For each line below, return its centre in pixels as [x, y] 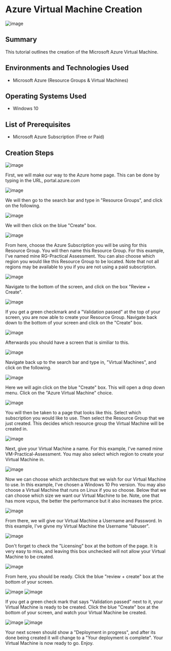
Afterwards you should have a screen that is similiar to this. [67, 342]
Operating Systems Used [46, 96]
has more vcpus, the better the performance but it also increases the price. [84, 501]
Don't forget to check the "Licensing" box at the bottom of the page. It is [81, 546]
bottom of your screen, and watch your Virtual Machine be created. [76, 612]
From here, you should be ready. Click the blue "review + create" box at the [85, 577]
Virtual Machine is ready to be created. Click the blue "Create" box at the [82, 607]
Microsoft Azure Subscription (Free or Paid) [58, 137]
